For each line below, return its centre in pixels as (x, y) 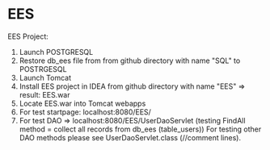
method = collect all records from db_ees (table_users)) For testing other (140, 129)
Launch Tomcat (45, 77)
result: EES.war (44, 94)
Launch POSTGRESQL (56, 52)
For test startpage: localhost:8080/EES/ (85, 112)
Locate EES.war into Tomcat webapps (82, 103)
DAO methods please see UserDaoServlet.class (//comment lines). (130, 137)
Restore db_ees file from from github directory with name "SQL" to (130, 60)
